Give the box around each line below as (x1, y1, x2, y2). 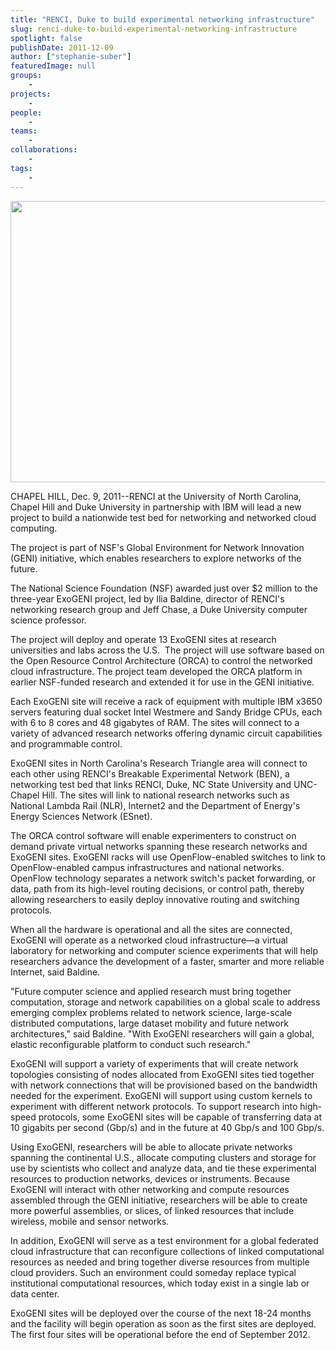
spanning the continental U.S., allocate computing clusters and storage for (10, 1151, 317, 1163)
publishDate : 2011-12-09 (10, 42, 114, 53)
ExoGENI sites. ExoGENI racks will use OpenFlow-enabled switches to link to (10, 851, 326, 863)
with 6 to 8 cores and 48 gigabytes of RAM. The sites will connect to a (10, 716, 300, 728)
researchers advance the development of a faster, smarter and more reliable (10, 955, 325, 967)
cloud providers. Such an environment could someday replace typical (10, 1266, 297, 1278)
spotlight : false (10, 33, 83, 43)
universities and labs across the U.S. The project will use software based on (10, 644, 325, 656)
